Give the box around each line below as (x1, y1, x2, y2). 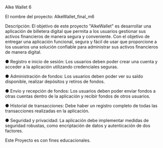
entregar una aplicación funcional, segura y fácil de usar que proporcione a (5, 39, 157, 45)
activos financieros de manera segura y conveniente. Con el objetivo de (5, 34, 150, 39)
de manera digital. (5, 49, 42, 55)
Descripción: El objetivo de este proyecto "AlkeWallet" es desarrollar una (5, 23, 152, 29)
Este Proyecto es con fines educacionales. (5, 137, 91, 143)
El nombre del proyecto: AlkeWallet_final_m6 (5, 14, 94, 19)
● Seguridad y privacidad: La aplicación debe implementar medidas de (5, 118, 149, 123)
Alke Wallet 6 (5, 4, 32, 10)
